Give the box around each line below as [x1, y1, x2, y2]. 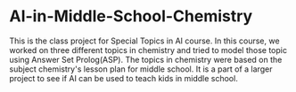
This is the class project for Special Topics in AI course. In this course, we [9, 35, 280, 46]
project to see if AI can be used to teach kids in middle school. [9, 73, 238, 83]
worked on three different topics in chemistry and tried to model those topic [9, 44, 288, 55]
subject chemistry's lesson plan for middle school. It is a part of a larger [9, 64, 273, 74]
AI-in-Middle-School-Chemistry [9, 6, 253, 27]
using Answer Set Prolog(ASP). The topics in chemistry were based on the [9, 54, 283, 65]
